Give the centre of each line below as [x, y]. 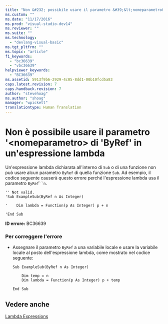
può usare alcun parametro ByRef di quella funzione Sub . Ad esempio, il [78, 172]
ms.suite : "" [19, 33]
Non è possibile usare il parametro [77, 132]
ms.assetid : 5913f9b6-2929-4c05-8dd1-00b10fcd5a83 [59, 79]
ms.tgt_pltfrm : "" [24, 47]
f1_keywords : [19, 56]
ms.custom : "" [20, 14]
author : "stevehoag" [27, 93]
